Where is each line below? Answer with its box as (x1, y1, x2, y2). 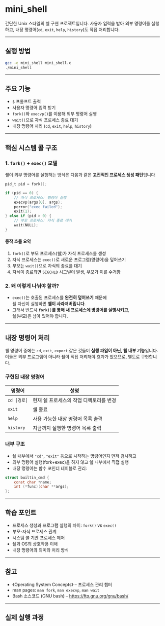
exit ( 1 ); (14, 209, 32, 214)
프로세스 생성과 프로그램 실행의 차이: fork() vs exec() (12, 522, 117, 528)
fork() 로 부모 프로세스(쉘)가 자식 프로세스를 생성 (12, 250, 107, 256)
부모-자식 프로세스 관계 (12, 528, 56, 534)
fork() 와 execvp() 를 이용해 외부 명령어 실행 (12, 111, 97, 117)
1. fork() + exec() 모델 (5, 159, 57, 166)
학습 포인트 (5, 508, 37, 516)
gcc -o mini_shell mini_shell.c (5, 60, 71, 65)
